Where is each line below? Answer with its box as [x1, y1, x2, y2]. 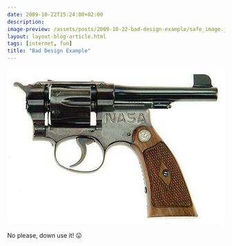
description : [7, 18, 45, 25]
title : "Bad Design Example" [7, 48, 91, 54]
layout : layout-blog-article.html [7, 33, 107, 40]
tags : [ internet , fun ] [7, 40, 72, 48]
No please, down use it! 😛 [7, 231, 83, 239]
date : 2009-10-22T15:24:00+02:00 [7, 11, 104, 18]
